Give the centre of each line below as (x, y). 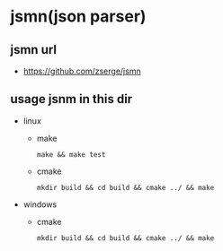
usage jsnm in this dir (71, 99)
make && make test (71, 154)
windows (40, 204)
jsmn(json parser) (78, 17)
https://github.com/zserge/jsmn (82, 71)
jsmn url (34, 50)
